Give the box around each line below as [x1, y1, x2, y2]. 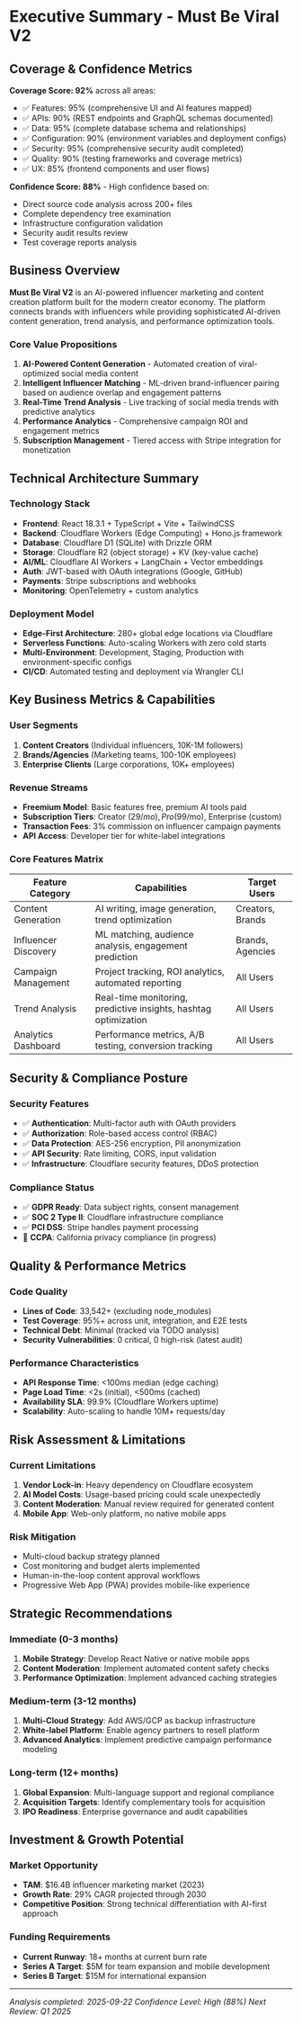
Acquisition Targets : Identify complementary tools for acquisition [22, 1796, 266, 1807]
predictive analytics [22, 407, 96, 418]
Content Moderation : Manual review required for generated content [22, 1498, 275, 1509]
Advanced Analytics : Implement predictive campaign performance [22, 1734, 272, 1745]
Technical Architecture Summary [9, 471, 200, 486]
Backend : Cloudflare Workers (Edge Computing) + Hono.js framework [22, 527, 283, 538]
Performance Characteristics [9, 1356, 139, 1369]
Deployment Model [9, 607, 94, 620]
